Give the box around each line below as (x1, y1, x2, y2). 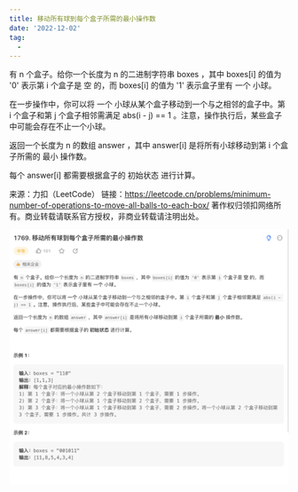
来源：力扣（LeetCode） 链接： (9, 189, 126, 200)
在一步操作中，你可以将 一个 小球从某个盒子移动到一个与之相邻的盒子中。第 (9, 99, 286, 110)
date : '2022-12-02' (9, 23, 82, 33)
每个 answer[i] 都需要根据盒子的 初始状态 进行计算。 (9, 170, 200, 181)
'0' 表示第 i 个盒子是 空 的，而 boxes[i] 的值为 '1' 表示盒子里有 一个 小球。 (9, 80, 277, 91)
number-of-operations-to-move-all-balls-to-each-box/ (9, 200, 210, 210)
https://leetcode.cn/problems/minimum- (124, 189, 271, 200)
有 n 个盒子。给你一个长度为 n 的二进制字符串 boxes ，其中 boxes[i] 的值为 (9, 69, 282, 80)
